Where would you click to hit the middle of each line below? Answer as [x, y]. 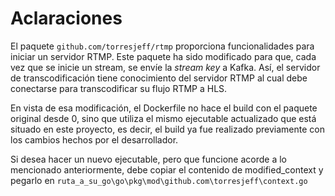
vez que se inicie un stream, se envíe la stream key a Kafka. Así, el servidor [165, 67]
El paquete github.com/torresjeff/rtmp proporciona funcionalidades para [162, 46]
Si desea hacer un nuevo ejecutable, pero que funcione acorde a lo [148, 159]
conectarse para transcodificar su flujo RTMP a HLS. [119, 88]
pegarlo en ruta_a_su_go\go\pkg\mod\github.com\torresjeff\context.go [159, 180]
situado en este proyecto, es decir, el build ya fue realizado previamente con [167, 129]
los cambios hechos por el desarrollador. [94, 139]
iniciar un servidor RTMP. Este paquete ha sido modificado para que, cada [163, 56]
